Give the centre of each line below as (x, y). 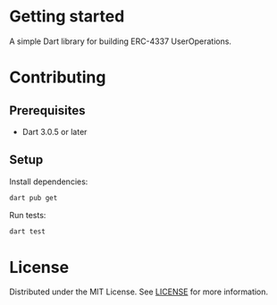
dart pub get (34, 198)
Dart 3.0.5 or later (55, 131)
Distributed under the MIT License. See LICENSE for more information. (139, 292)
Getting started (67, 17)
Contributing (58, 77)
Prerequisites (47, 110)
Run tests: (28, 215)
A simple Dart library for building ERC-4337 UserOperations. (121, 41)
